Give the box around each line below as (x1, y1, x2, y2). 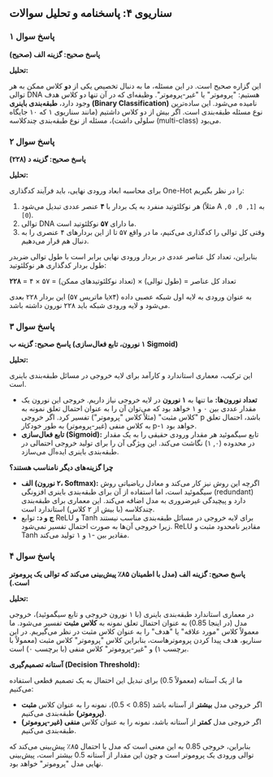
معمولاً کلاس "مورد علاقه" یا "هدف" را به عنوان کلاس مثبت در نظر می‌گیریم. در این (9, 626, 259, 636)
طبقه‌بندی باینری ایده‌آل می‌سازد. (20, 447, 119, 457)
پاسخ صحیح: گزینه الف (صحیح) (9, 49, 101, 59)
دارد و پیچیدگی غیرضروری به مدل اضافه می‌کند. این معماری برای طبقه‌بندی (20, 496, 246, 506)
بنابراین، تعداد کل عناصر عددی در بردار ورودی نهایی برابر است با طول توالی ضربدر (9, 251, 258, 261)
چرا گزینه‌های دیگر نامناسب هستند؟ (9, 462, 114, 472)
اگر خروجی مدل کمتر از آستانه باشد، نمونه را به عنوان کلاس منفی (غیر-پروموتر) (20, 717, 262, 727)
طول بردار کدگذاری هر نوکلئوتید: (9, 260, 106, 270)
